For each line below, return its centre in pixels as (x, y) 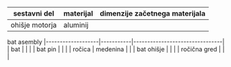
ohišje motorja (34, 25)
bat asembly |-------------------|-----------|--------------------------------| (116, 42)
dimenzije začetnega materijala (153, 13)
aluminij (76, 25)
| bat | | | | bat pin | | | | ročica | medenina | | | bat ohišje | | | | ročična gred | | (116, 49)
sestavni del (34, 13)
